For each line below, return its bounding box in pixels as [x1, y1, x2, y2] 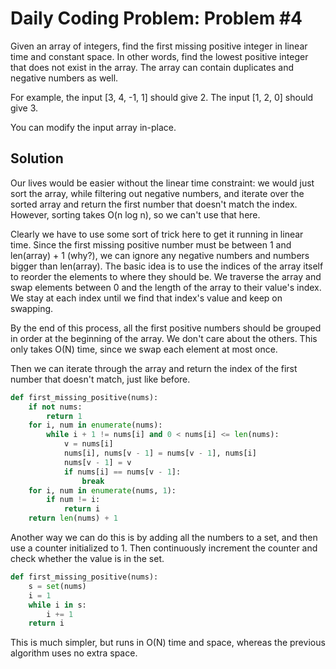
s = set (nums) [28, 581, 87, 591]
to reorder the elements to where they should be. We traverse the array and [10, 270, 322, 282]
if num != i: [46, 495, 101, 505]
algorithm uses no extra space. [10, 647, 138, 659]
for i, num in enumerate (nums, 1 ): [28, 485, 177, 496]
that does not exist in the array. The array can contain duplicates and [10, 61, 295, 73]
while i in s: [28, 600, 87, 610]
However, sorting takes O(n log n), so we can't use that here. [10, 208, 261, 221]
